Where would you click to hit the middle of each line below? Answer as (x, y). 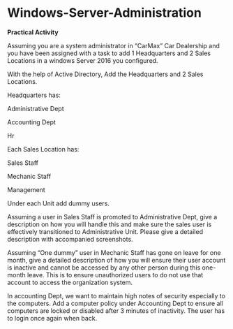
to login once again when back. (52, 318)
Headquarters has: (34, 95)
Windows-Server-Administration (105, 13)
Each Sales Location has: (43, 149)
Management (26, 189)
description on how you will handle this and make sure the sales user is (110, 224)
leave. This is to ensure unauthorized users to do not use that (115, 275)
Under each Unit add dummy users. (59, 203)
